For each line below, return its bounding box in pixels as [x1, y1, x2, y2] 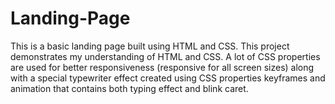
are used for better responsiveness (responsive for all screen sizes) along [10, 61, 315, 73]
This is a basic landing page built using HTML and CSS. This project [10, 40, 290, 52]
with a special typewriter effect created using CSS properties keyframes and [10, 72, 326, 84]
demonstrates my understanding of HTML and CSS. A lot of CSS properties [10, 50, 321, 62]
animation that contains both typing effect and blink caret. [10, 82, 249, 94]
